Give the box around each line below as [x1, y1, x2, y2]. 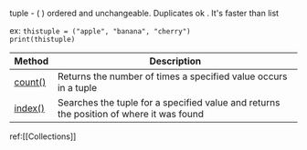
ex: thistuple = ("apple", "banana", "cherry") [9, 25, 191, 35]
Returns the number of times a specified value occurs [58, 70, 288, 83]
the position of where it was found [58, 108, 204, 120]
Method [14, 55, 49, 67]
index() [14, 102, 46, 115]
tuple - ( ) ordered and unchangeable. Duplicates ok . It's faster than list [9, 8, 280, 18]
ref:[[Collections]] [9, 131, 77, 142]
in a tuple [58, 82, 98, 94]
